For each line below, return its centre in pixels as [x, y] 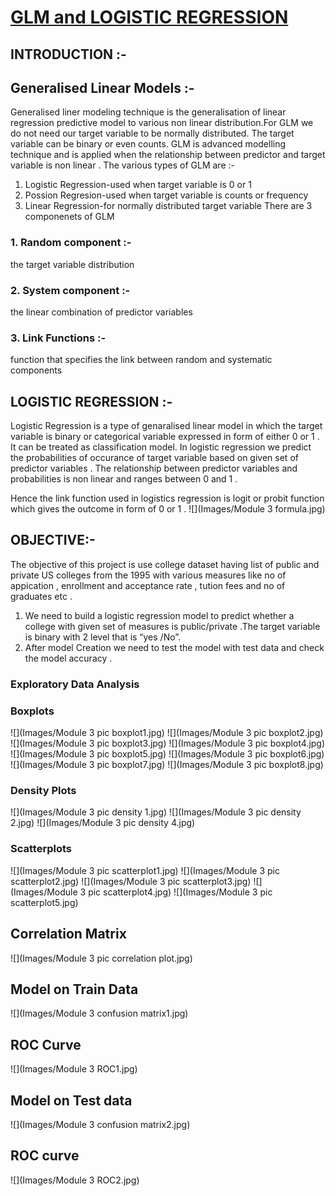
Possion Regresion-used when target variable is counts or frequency [166, 195]
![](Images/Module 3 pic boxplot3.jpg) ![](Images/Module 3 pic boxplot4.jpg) [168, 743]
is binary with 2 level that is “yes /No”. [103, 637]
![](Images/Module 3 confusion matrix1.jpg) [99, 1013]
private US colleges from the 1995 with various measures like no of [148, 575]
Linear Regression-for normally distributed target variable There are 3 [168, 206]
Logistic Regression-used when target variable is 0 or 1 [138, 185]
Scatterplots [41, 849]
